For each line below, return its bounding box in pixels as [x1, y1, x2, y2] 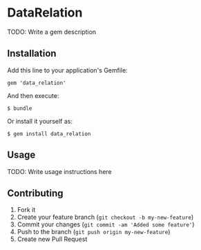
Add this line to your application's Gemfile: [7, 66, 128, 74]
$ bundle [7, 105, 32, 112]
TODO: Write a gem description [7, 28, 97, 36]
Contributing [7, 187, 64, 199]
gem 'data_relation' [7, 79, 67, 86]
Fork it [17, 206, 36, 214]
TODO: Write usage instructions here [7, 167, 112, 175]
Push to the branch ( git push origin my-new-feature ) [17, 228, 171, 236]
